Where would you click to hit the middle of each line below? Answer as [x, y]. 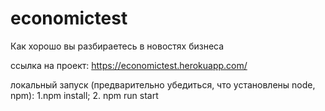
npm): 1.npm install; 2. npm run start [84, 95]
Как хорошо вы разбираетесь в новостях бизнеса [117, 46]
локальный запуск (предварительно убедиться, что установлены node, [163, 84]
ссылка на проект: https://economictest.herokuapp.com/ [129, 65]
